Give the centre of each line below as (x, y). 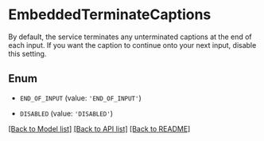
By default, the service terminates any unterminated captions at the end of (130, 37)
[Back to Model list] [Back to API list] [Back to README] (99, 128)
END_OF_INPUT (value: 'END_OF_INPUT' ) (80, 98)
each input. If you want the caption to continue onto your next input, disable (132, 45)
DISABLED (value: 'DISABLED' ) (66, 113)
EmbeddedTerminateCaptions (110, 15)
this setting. (27, 53)
